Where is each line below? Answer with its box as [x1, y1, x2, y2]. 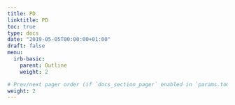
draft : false [7, 42, 45, 49]
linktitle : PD [7, 17, 49, 24]
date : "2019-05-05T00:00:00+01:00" [7, 36, 111, 43]
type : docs [7, 29, 39, 37]
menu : [7, 49, 23, 56]
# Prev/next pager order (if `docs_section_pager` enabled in [7, 81, 192, 88]
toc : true [7, 23, 36, 30]
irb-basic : [13, 56, 45, 63]
